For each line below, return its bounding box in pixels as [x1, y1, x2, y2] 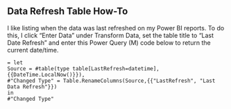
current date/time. [7, 46, 59, 54]
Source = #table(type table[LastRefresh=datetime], [7, 65, 160, 72]
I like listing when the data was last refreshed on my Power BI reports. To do [7, 23, 225, 32]
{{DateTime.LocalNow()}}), [7, 71, 85, 78]
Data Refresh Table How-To [7, 6, 128, 17]
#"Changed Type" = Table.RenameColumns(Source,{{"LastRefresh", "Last [7, 77, 216, 84]
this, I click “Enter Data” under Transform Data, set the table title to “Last [7, 31, 214, 39]
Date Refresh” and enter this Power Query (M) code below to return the [7, 38, 211, 47]
